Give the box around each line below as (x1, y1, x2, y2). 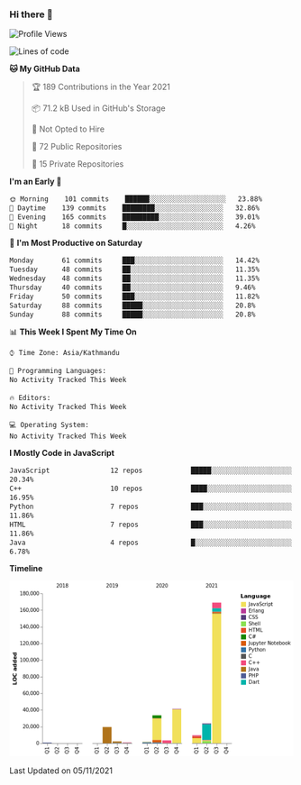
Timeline (9, 563, 43, 574)
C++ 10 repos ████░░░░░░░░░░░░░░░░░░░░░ (9, 484, 293, 494)
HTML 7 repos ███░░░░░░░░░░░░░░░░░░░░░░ (9, 520, 293, 530)
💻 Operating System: (9, 421, 90, 430)
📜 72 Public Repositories (31, 141, 123, 152)
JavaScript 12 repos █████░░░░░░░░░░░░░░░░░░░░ (9, 466, 293, 476)
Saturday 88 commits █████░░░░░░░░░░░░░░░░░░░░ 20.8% (9, 301, 256, 310)
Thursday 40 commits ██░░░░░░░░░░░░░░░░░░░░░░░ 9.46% (9, 283, 256, 292)
